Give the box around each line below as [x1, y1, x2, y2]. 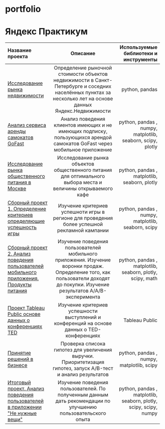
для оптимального [60, 173, 105, 180]
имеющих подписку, [58, 128, 108, 135]
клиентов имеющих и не [54, 122, 112, 129]
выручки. [72, 353, 94, 360]
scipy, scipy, [129, 404, 158, 411]
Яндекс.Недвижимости [55, 107, 111, 114]
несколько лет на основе [53, 95, 113, 102]
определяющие [7, 218, 45, 225]
